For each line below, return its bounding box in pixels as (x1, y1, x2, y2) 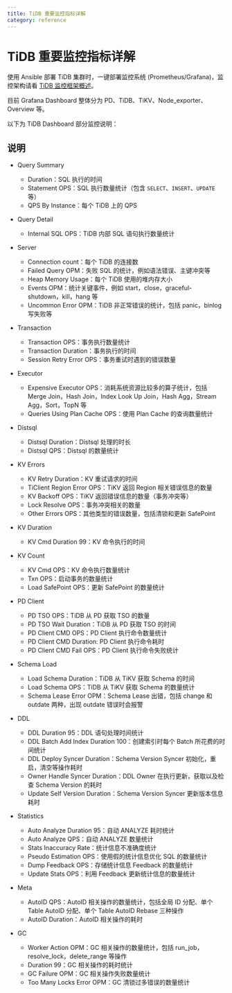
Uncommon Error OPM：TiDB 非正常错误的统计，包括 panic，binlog (27, 301, 222, 310)
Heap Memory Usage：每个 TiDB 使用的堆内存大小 (27, 275, 173, 283)
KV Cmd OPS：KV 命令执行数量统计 (27, 566, 130, 574)
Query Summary (17, 161, 64, 169)
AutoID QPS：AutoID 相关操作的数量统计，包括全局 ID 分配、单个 (27, 898, 213, 906)
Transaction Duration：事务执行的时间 (27, 347, 136, 355)
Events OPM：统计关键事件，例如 (27, 284, 124, 292)
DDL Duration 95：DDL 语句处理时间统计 (27, 728, 144, 737)
